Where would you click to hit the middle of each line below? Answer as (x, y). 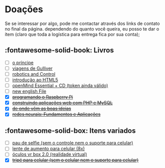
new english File (29, 91)
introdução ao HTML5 (35, 79)
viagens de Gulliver (32, 68)
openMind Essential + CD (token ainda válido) (60, 86)
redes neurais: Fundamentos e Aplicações (56, 114)
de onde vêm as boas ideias (42, 108)
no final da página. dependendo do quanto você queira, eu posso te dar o (82, 29)
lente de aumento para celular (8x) (48, 149)
